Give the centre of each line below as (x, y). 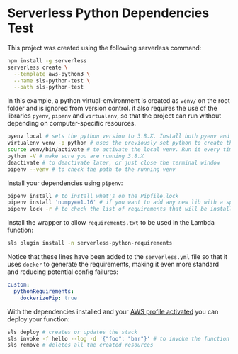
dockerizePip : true (49, 298)
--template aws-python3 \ (52, 74)
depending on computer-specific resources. (72, 123)
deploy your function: (39, 319)
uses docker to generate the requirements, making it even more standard (113, 265)
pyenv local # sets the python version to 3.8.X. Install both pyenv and (119, 136)
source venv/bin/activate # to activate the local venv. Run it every (114, 150)
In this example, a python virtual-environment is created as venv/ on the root (119, 101)
